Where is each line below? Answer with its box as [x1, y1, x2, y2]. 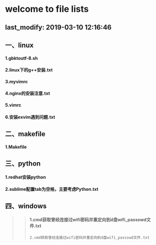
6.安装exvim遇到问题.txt [5, 114, 55, 120]
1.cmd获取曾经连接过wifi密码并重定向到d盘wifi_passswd [29, 217, 147, 223]
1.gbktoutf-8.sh [5, 55, 38, 61]
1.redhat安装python [5, 174, 46, 180]
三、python [5, 159, 41, 168]
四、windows [5, 202, 47, 210]
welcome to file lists [5, 3, 89, 15]
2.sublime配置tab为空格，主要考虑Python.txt [5, 186, 99, 192]
